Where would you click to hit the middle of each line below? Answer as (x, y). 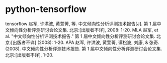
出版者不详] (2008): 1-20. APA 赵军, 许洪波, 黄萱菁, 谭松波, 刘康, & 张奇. (86, 42)
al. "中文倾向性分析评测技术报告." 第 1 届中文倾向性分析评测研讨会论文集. (80, 36)
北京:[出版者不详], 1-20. (29, 55)
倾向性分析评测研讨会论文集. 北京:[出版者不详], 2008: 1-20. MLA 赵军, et (84, 30)
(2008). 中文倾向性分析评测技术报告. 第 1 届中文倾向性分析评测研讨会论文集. (84, 48)
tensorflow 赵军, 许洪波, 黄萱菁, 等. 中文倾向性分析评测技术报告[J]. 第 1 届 (81, 23)
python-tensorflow (46, 9)
